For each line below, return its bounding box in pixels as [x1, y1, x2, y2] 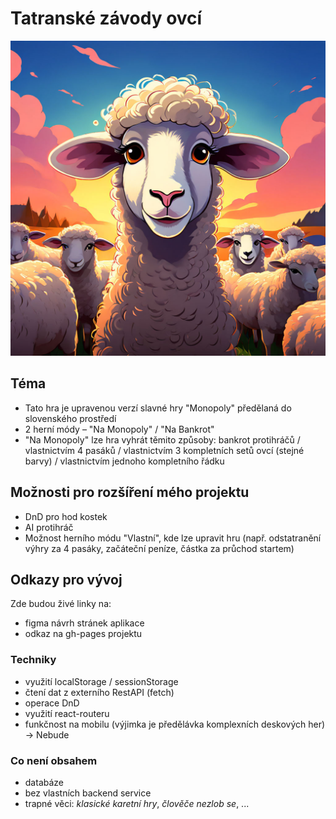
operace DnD [24, 697, 80, 709]
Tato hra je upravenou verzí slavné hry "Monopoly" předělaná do [24, 402, 292, 414]
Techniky [10, 653, 57, 667]
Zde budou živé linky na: [10, 598, 112, 610]
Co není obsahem [10, 753, 98, 767]
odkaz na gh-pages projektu [24, 628, 143, 640]
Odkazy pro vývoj [10, 571, 123, 588]
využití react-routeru [24, 707, 110, 719]
